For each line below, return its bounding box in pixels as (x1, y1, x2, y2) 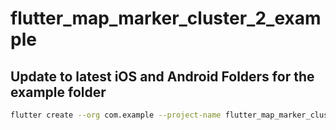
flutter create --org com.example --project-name (10, 110, 222, 120)
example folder (10, 83, 107, 101)
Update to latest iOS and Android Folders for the (10, 68, 315, 85)
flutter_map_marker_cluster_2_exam (10, 7, 322, 30)
